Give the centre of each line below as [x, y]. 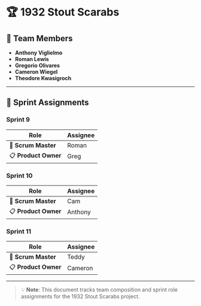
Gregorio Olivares [37, 65]
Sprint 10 [19, 175]
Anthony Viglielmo [39, 53]
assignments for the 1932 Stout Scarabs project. [80, 296]
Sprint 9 [18, 120]
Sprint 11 [19, 231]
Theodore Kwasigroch [43, 78]
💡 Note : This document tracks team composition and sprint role [99, 290]
